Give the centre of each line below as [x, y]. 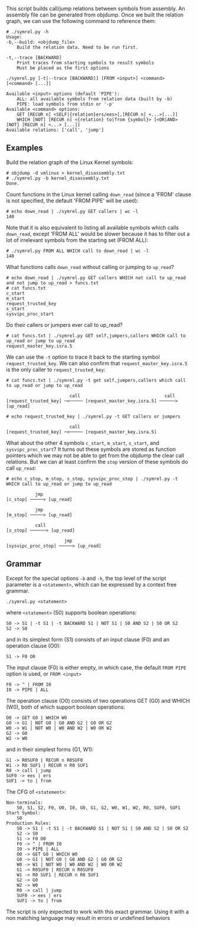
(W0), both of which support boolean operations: [66, 707]
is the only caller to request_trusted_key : [56, 369]
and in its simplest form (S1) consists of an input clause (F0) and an [88, 639]
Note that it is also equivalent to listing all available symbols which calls [92, 227]
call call [122, 396]
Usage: [14, 37]
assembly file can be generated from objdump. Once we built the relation [95, 15]
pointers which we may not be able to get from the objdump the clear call [95, 455]
